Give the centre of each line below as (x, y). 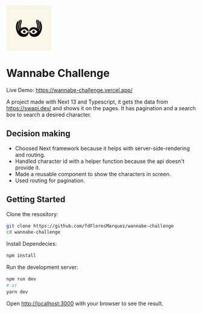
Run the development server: (42, 267)
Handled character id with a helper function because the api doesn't (100, 161)
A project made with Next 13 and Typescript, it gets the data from (87, 102)
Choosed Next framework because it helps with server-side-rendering (102, 148)
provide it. (27, 167)
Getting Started (36, 199)
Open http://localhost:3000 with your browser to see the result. (85, 303)
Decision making (38, 133)
